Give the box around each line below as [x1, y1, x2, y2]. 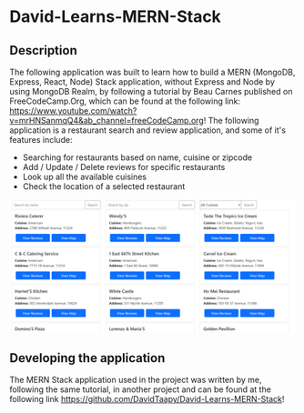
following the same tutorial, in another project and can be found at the [9, 384, 271, 395]
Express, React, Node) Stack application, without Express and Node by [9, 76, 276, 87]
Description [9, 43, 77, 58]
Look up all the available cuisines [22, 171, 147, 182]
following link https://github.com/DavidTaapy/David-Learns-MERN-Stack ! [9, 394, 285, 405]
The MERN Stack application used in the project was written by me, [9, 375, 262, 386]
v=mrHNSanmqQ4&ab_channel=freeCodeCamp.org [9, 116, 205, 126]
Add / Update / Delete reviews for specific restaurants [22, 162, 226, 172]
